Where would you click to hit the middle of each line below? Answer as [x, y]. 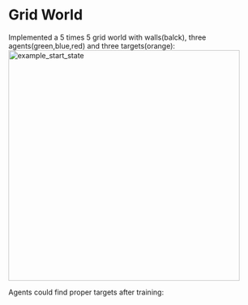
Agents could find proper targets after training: [86, 292]
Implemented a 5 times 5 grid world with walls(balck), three [107, 37]
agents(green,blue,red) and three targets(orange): [92, 45]
